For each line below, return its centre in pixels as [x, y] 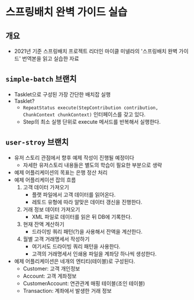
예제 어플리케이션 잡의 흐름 [45, 180]
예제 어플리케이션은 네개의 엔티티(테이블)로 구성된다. [75, 261]
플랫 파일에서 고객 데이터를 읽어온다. [74, 194]
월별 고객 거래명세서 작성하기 [56, 239]
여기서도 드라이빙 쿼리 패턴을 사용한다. [76, 246]
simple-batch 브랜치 [41, 79]
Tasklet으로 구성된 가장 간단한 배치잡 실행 [62, 94]
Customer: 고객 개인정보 [51, 268]
